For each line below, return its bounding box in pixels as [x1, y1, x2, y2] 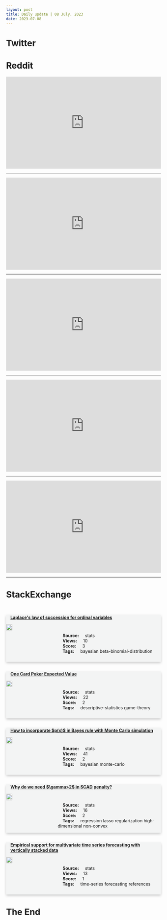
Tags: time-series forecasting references [62, 881, 151, 887]
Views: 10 [62, 638, 88, 644]
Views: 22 [62, 695, 88, 700]
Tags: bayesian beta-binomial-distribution [62, 648, 153, 654]
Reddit [6, 60, 33, 71]
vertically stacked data [10, 847, 58, 853]
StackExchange [6, 589, 72, 600]
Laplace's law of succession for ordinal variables [10, 614, 112, 620]
